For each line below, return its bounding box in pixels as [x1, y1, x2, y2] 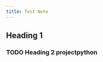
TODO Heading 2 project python [6, 48, 98, 56]
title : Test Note [6, 8, 49, 15]
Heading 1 [6, 31, 43, 41]
